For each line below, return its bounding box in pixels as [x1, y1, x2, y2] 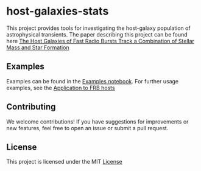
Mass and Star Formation [6, 44, 69, 51]
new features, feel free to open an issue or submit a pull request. [6, 124, 169, 131]
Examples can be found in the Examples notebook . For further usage [6, 77, 178, 85]
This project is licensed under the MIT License [6, 158, 123, 166]
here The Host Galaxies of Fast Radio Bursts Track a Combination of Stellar [6, 37, 195, 44]
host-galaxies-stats [6, 4, 109, 18]
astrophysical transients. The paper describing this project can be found [6, 30, 188, 38]
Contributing [6, 102, 56, 112]
